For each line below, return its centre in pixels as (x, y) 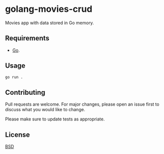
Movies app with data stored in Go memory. (50, 23)
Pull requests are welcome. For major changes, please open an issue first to (82, 104)
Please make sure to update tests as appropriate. (55, 119)
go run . (14, 77)
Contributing (25, 92)
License (18, 135)
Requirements (27, 38)
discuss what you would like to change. (45, 110)
